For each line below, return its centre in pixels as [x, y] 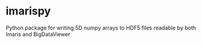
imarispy [28, 11]
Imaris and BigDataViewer [38, 34]
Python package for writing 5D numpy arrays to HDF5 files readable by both [101, 28]
